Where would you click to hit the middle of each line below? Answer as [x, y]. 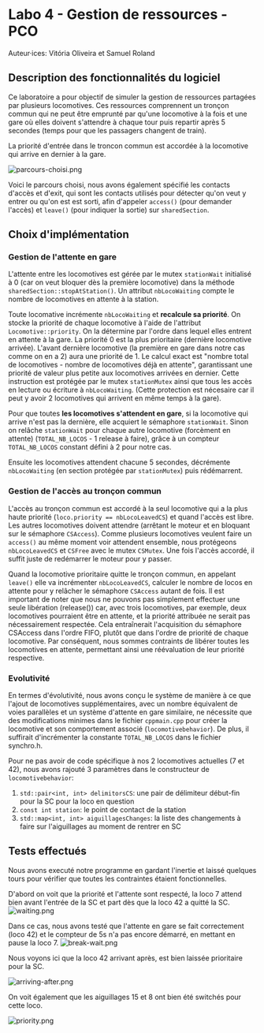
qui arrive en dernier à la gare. [57, 154]
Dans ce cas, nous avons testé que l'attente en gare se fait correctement [126, 926]
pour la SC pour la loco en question [77, 801]
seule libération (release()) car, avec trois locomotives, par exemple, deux [127, 607]
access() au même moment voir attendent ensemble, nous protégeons [123, 542]
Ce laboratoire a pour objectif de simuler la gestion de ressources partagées [132, 97]
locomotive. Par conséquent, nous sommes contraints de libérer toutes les [129, 641]
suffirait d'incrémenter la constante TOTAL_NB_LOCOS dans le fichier [115, 737]
